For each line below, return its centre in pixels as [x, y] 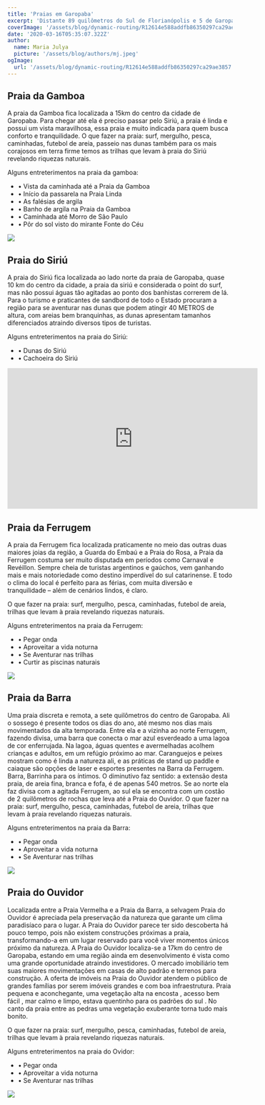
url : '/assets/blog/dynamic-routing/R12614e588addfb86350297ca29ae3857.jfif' [132, 67]
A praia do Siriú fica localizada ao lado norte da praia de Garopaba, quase [116, 277]
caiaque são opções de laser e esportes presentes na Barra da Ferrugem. [116, 768]
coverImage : [25, 27]
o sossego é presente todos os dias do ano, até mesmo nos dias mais [110, 723]
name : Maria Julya [41, 47]
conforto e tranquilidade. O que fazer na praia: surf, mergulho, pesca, [110, 136]
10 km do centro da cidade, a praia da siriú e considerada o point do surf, [115, 285]
